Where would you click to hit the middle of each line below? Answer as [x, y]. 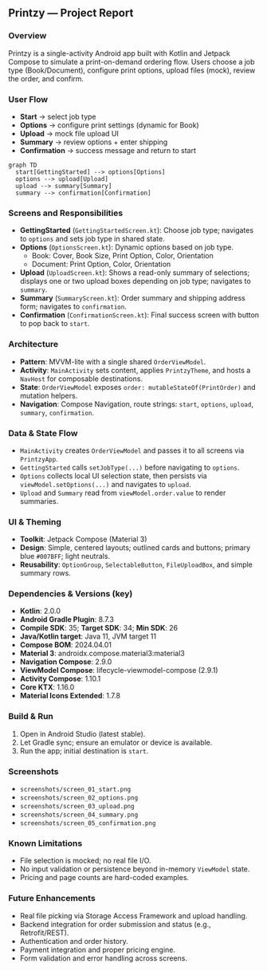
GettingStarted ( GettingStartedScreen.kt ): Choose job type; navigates [136, 230]
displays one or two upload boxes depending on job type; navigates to [135, 281]
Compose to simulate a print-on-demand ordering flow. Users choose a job [132, 61]
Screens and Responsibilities [66, 213]
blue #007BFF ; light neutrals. [65, 556]
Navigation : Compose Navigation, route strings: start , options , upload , [136, 404]
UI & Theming [35, 521]
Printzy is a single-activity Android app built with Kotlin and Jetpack [120, 53]
